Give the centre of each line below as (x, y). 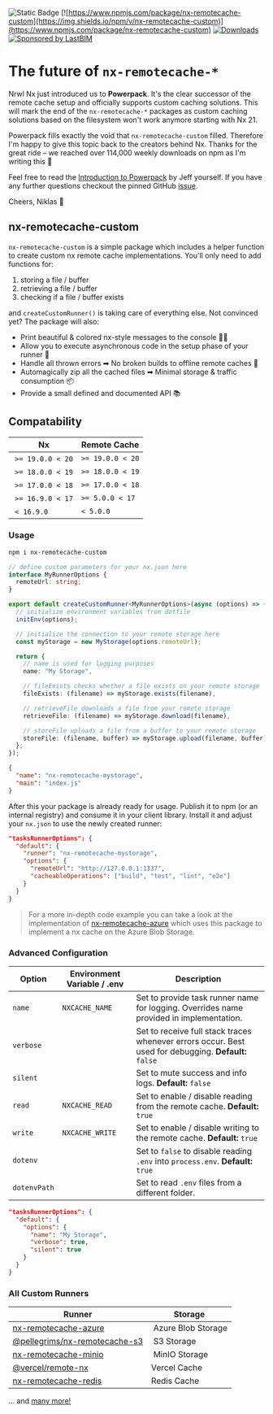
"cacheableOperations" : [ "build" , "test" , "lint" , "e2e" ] (130, 877)
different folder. (166, 1193)
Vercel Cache (177, 1368)
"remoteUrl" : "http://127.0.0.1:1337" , (97, 869)
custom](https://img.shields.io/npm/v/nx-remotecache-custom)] (116, 21)
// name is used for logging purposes (89, 664)
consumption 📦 (47, 381)
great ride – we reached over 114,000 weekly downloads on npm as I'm (127, 152)
